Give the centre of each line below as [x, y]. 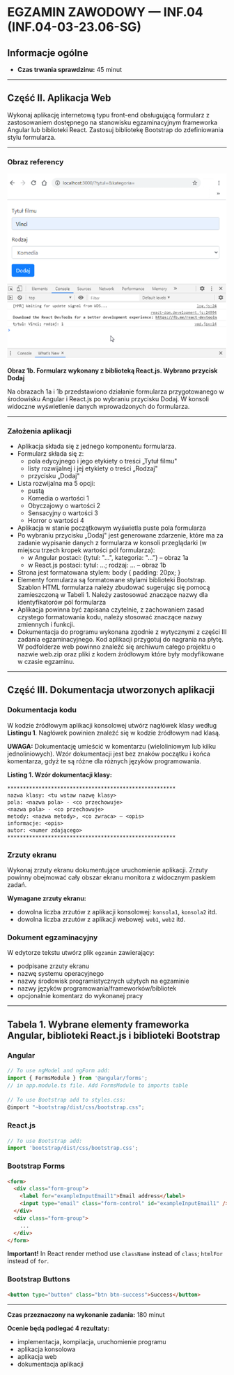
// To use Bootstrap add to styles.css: [67, 1100]
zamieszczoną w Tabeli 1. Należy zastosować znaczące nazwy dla [112, 595]
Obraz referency [36, 161]
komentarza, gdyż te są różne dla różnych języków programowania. [104, 761]
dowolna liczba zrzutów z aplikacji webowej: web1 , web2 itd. [101, 919]
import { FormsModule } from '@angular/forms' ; [78, 1078]
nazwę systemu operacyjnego [61, 974]
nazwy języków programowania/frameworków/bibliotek [97, 988]
